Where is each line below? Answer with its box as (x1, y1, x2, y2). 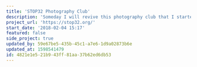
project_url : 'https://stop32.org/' (6, 19, 96, 25)
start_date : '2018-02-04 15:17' (6, 24, 85, 31)
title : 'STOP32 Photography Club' (6, 8, 91, 15)
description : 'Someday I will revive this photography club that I (6, 14, 175, 20)
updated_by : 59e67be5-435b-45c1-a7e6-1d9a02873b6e (6, 41, 133, 47)
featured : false (6, 30, 46, 36)
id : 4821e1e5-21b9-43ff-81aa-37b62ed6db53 (6, 52, 111, 58)
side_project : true (6, 36, 54, 41)
